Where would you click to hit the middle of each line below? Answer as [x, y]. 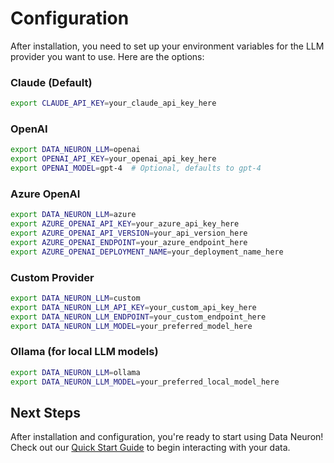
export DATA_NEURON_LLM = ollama [75, 372]
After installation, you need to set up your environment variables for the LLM [167, 46]
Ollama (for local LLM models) [84, 352]
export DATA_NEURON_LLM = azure [73, 215]
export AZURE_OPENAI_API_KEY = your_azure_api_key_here [125, 224]
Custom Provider [52, 277]
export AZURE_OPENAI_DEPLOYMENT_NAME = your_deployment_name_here [147, 252]
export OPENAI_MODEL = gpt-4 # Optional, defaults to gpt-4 [136, 168]
